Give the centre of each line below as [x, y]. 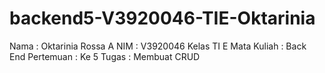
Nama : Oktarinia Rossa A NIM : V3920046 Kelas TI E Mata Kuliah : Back [158, 46]
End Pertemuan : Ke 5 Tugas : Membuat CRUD [105, 56]
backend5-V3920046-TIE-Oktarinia [162, 18]
